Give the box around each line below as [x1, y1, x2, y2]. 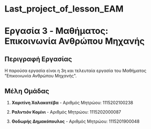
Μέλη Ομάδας [4, 87, 49, 95]
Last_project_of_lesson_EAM [4, 3, 124, 14]
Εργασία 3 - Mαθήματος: [4, 26, 108, 37]
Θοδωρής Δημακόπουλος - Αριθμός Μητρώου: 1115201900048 [11, 118, 140, 124]
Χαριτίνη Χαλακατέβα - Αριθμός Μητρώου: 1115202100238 [11, 100, 134, 105]
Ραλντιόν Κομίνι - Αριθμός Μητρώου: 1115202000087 [11, 109, 121, 115]
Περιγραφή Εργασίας [4, 55, 72, 63]
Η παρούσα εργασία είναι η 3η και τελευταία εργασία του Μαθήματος [4, 68, 147, 73]
